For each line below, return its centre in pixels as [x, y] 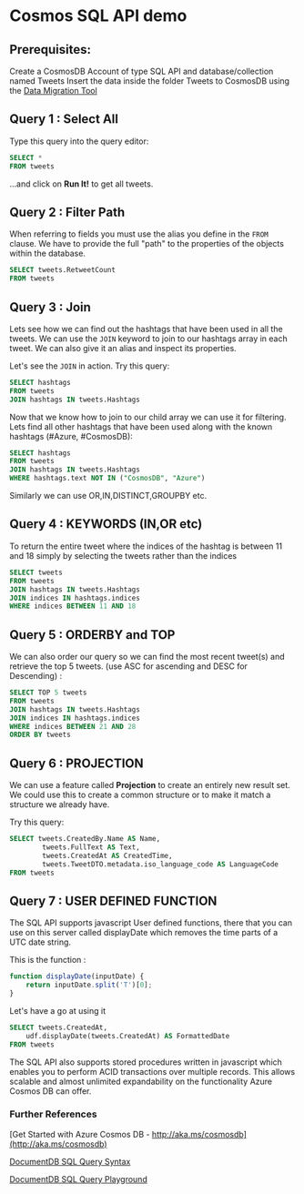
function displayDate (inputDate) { [77, 976]
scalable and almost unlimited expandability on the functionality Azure [141, 1081]
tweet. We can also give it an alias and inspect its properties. [123, 348]
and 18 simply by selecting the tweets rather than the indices [123, 555]
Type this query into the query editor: [79, 141]
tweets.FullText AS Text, [91, 847]
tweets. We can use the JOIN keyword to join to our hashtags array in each [149, 339]
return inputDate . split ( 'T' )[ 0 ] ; [89, 985]
